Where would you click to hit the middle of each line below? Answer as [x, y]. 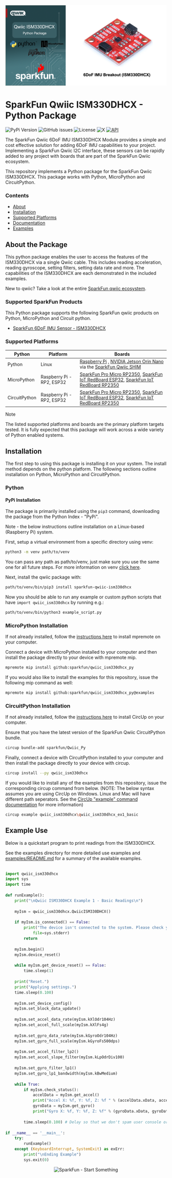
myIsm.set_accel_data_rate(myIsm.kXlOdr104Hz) [65, 1020]
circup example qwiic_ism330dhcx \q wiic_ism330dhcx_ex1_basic [72, 815]
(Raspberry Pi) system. [29, 532]
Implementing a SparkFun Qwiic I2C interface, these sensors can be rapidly [85, 151]
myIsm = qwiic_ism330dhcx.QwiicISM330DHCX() [63, 911]
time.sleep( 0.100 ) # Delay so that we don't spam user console [92, 1122]
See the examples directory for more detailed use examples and [73, 853]
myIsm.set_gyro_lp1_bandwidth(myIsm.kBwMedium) [66, 1073]
